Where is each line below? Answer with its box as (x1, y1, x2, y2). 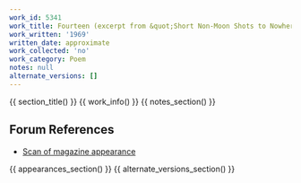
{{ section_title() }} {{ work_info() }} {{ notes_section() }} (9, 96, 217, 107)
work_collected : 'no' (9, 47, 90, 56)
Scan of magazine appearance (21, 145, 136, 157)
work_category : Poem (9, 55, 87, 64)
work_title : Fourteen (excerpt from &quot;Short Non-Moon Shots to (9, 22, 267, 30)
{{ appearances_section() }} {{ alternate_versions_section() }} (9, 163, 236, 174)
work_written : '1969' (9, 30, 90, 39)
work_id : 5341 (9, 13, 63, 22)
